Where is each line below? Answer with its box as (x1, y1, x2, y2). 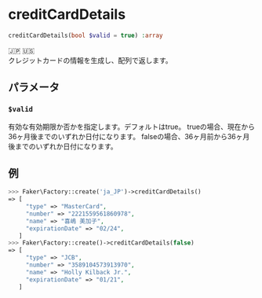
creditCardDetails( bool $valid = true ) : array (8, 31, 163, 39)
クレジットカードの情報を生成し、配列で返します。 (8, 55, 173, 64)
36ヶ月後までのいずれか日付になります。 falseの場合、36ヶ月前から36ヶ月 (8, 131, 250, 141)
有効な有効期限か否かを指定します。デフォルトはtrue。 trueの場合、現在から (8, 122, 256, 131)
